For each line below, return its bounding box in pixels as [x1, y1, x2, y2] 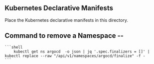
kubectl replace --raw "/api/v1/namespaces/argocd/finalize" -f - [4, 53, 146, 59]
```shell [4, 45, 23, 50]
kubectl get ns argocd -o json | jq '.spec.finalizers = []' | [13, 49, 150, 54]
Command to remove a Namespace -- [4, 32, 124, 40]
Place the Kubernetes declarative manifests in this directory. [4, 17, 128, 23]
